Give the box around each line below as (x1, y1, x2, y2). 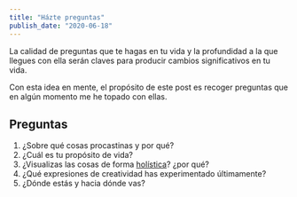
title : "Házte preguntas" (9, 12, 105, 22)
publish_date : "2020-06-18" (9, 21, 113, 30)
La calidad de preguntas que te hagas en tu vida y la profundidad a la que (9, 45, 278, 56)
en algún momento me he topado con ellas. (9, 91, 168, 102)
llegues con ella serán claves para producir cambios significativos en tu (9, 55, 270, 66)
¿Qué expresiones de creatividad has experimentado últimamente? (21, 169, 267, 179)
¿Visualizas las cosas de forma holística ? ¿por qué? (21, 159, 210, 169)
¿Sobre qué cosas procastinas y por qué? (21, 140, 175, 151)
